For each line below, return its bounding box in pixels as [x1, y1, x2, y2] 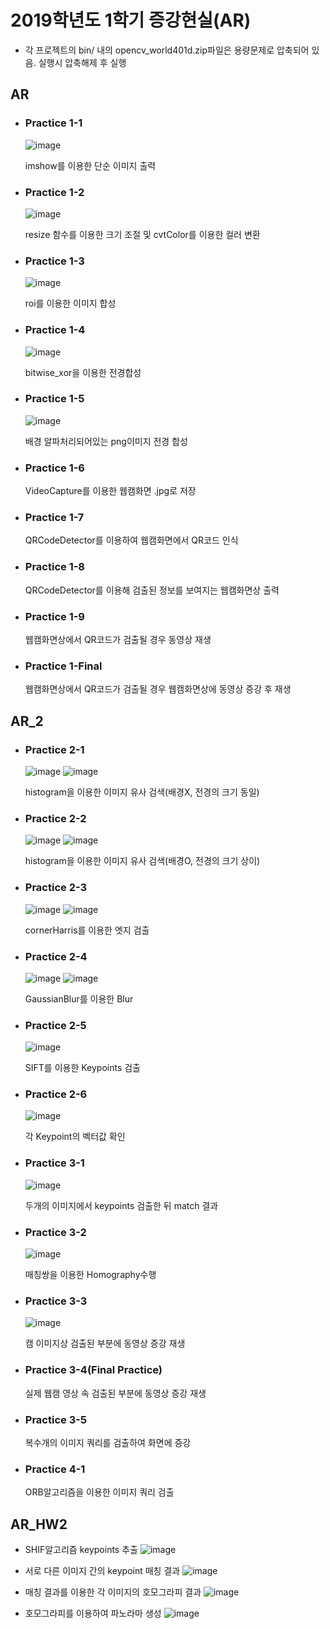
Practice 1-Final [24, 659, 103, 673]
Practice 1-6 [24, 461, 85, 475]
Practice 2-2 [24, 811, 87, 825]
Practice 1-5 [24, 392, 85, 406]
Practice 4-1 [24, 1462, 86, 1476]
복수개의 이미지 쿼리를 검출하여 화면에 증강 [24, 1436, 192, 1448]
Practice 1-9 [24, 609, 85, 623]
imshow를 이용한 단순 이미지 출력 [24, 159, 157, 171]
